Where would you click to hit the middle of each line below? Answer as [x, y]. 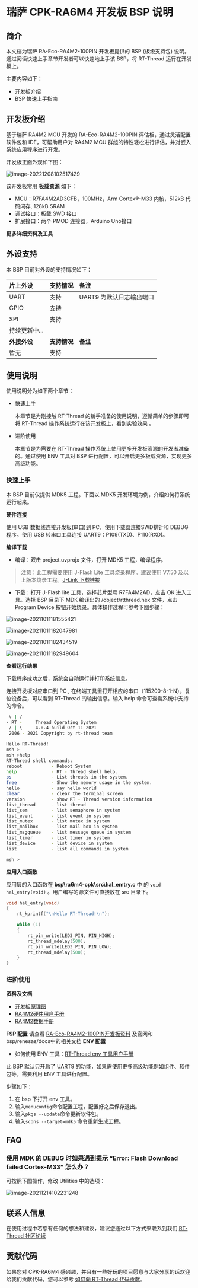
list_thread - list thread [46, 805]
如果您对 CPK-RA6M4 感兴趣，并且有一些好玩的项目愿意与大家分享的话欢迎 [98, 1271]
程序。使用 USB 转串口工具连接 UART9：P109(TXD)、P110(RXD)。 [87, 534]
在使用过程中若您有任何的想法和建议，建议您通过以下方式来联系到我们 [92, 1229]
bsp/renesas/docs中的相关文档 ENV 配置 [56, 1041]
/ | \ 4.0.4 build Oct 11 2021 [52, 728]
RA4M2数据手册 [34, 1021]
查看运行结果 [22, 665]
